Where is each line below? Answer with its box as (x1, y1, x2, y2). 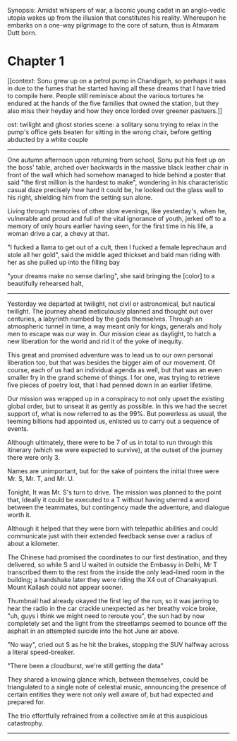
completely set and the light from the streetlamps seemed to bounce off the (7, 619, 227, 627)
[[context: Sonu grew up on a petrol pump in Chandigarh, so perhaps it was (7, 76, 227, 85)
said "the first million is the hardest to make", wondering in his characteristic (7, 178, 229, 186)
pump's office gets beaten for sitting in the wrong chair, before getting (7, 127, 212, 136)
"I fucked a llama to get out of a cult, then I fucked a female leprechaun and (7, 243, 227, 251)
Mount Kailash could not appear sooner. (7, 583, 123, 591)
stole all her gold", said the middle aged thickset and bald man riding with (7, 250, 221, 259)
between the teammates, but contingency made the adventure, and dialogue (7, 503, 230, 511)
